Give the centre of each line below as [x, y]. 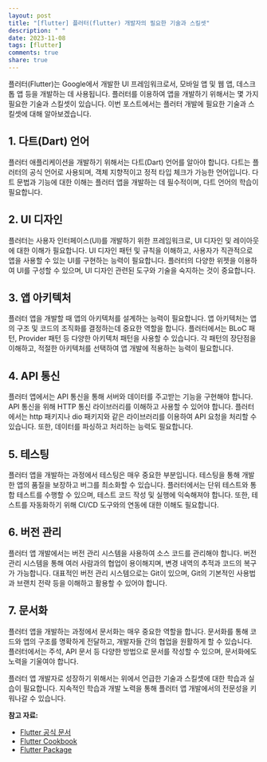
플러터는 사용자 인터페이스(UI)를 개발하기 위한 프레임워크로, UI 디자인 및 [120, 240]
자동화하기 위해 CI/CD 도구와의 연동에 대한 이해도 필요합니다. [124, 504]
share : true [28, 61]
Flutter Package [46, 749]
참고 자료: [23, 715]
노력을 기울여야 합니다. [43, 661]
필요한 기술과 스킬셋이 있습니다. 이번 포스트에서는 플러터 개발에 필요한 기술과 [128, 104]
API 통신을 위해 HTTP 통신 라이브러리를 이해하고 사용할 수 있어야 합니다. [121, 407]
